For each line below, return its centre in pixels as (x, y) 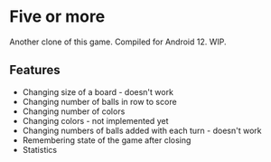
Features (35, 70)
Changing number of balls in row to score (100, 101)
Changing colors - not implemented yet (95, 120)
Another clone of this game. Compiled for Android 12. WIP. (118, 42)
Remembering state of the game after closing (107, 140)
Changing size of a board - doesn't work (98, 91)
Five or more (57, 17)
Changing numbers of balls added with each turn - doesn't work (142, 130)
